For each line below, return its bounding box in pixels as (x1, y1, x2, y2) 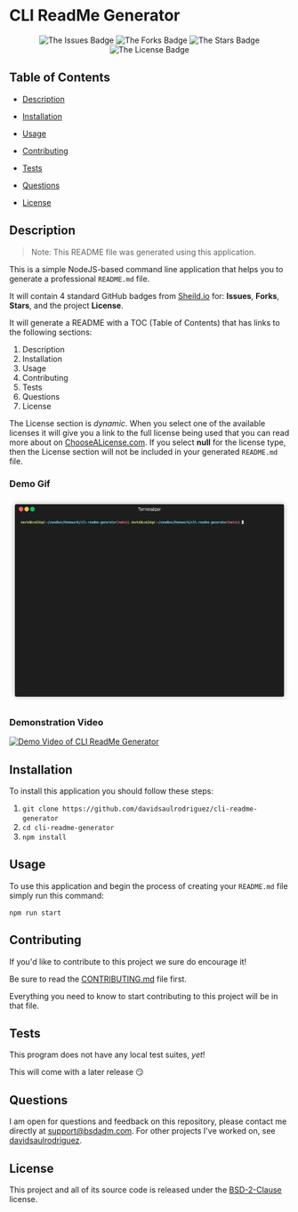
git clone (21, 804, 60, 814)
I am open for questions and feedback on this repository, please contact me (9, 1116, 287, 1127)
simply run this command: (9, 890, 104, 901)
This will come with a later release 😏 (9, 1067, 144, 1078)
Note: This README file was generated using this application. (30, 246, 256, 257)
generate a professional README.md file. (9, 273, 150, 284)
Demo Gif (9, 478, 51, 490)
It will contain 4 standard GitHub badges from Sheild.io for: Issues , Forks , (9, 290, 280, 301)
